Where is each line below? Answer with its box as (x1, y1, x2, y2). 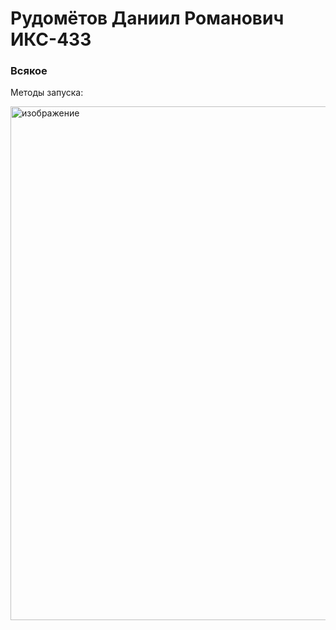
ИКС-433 (10, 28, 92, 51)
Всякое (10, 64, 48, 78)
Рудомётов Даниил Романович (10, 7, 285, 30)
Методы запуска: (10, 87, 84, 99)
